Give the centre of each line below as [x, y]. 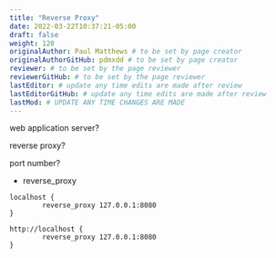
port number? [35, 164]
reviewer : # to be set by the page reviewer [95, 69]
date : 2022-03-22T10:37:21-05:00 [73, 26]
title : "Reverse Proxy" [55, 18]
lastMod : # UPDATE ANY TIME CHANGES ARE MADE [97, 102]
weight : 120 [32, 43]
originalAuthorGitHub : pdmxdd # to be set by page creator [124, 60]
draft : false [34, 35]
